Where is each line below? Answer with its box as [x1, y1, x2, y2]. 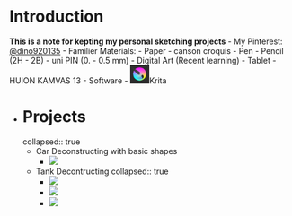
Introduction [9, 6, 104, 27]
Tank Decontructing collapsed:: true [35, 166, 169, 177]
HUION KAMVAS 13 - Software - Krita [9, 74, 167, 86]
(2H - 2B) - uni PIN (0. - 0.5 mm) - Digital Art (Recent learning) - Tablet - [9, 55, 277, 65]
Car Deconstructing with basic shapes [35, 145, 178, 156]
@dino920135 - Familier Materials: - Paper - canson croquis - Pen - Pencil [9, 45, 285, 56]
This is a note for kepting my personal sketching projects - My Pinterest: [9, 36, 283, 47]
